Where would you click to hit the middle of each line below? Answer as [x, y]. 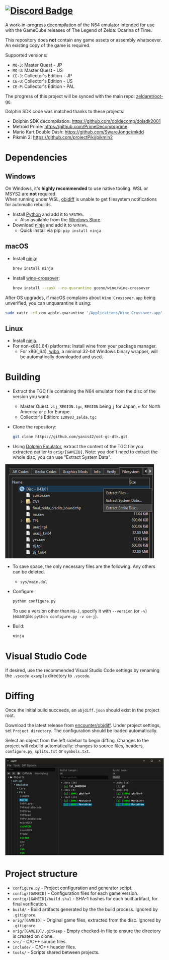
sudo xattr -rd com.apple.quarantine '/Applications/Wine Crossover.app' [84, 313]
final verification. [30, 904]
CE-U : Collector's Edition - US [43, 81]
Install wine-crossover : [36, 278]
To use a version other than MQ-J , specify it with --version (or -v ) [80, 611]
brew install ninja [33, 268]
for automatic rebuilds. [29, 204]
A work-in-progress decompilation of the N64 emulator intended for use [80, 25]
